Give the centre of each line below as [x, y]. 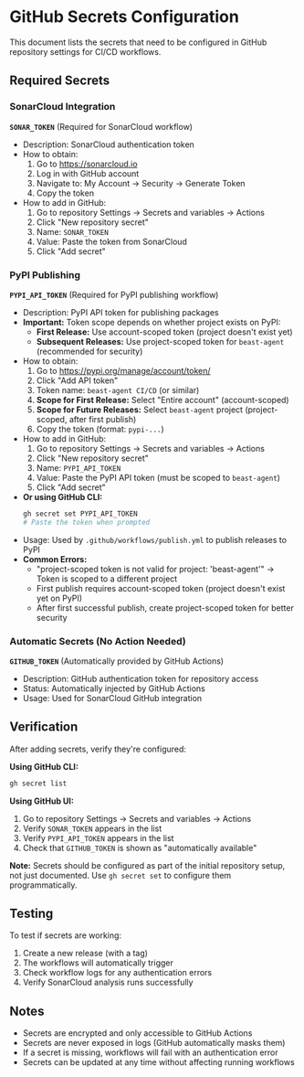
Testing [31, 914]
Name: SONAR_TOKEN [73, 231]
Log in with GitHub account [88, 173]
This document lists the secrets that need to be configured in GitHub [138, 42]
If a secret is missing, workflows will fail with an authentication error [150, 1052]
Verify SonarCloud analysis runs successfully [108, 982]
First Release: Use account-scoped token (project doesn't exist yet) [165, 332]
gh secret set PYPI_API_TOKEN [80, 514]
